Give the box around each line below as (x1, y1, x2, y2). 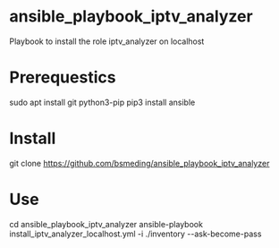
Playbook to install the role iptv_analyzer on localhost (9, 36, 205, 47)
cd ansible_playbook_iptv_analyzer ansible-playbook (9, 218, 204, 229)
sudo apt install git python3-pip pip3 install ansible (9, 97, 196, 107)
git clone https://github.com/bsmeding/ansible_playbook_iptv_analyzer (9, 158, 270, 168)
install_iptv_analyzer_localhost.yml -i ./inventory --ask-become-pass (9, 228, 262, 239)
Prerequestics (9, 67, 116, 88)
